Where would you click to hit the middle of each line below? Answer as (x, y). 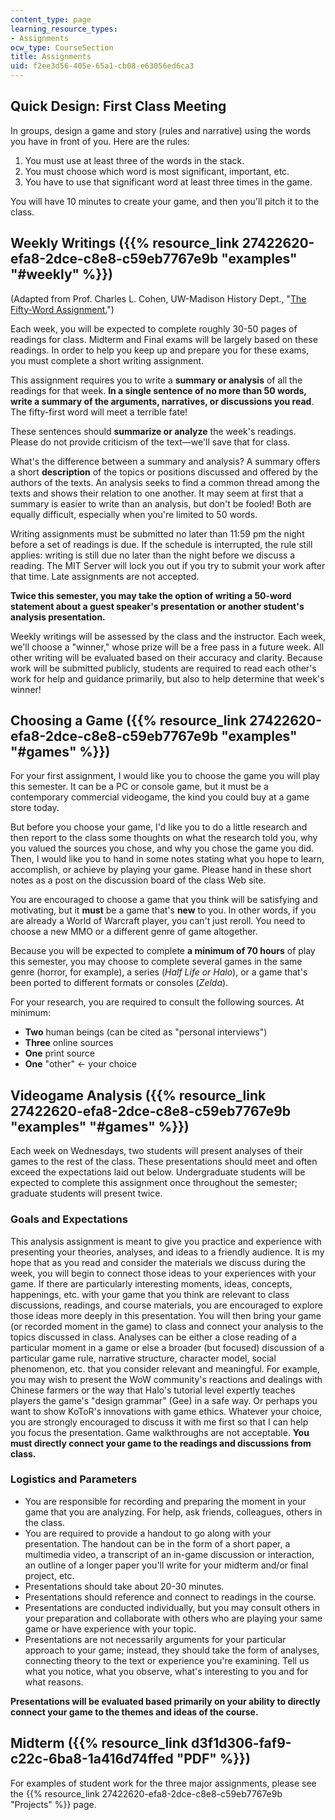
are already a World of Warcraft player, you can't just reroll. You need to (158, 921)
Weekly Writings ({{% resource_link (125, 243)
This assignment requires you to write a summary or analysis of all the (156, 380)
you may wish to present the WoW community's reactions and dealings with (166, 1379)
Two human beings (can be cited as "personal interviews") (146, 1032)
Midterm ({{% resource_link (99, 1743)
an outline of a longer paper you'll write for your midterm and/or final (166, 1565)
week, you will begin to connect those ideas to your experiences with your (163, 1273)
